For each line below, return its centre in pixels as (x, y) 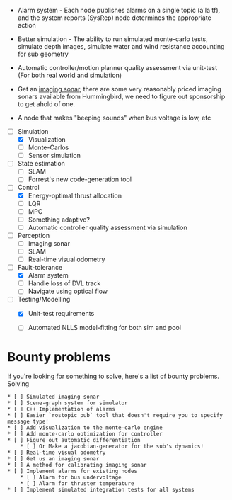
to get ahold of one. (46, 104)
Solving (18, 384)
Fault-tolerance (40, 268)
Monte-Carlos (48, 147)
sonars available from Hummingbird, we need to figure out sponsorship (121, 96)
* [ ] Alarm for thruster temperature (77, 484)
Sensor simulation (54, 156)
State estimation (41, 164)
